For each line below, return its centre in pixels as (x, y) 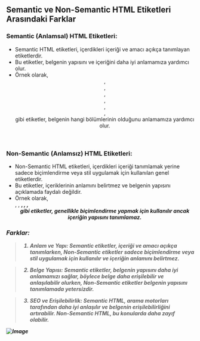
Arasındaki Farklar (41, 19)
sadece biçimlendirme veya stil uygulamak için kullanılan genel (92, 173)
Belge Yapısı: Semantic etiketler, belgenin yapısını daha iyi (104, 270)
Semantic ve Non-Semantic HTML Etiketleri (89, 10)
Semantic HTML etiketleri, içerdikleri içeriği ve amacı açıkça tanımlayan (102, 49)
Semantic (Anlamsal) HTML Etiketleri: (62, 36)
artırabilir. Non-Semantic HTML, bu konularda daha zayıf (102, 313)
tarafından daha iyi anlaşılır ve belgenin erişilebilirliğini (100, 307)
